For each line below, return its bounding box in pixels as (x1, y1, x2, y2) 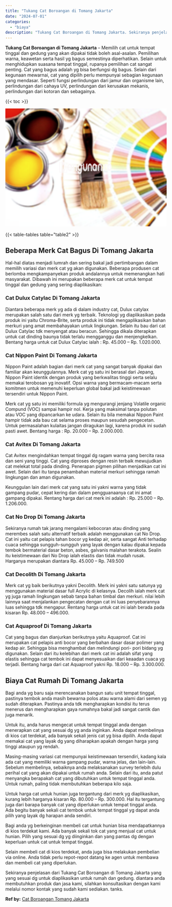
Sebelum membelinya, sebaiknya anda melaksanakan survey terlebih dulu (5, 764, 161, 770)
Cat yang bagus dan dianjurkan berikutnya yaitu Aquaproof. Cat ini (5, 634, 146, 640)
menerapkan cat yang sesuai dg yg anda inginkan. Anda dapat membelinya (5, 727, 164, 733)
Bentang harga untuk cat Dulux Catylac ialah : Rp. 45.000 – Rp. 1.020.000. (5, 339, 161, 345)
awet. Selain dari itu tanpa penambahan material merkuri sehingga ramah (5, 469, 160, 475)
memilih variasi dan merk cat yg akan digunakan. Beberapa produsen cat (5, 265, 160, 272)
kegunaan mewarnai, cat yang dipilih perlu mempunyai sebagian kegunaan (5, 72, 163, 78)
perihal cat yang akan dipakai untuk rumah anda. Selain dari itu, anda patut (5, 770, 163, 776)
